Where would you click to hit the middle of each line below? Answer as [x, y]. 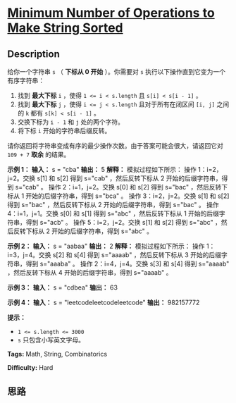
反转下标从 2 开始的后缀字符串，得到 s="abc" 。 [83, 231]
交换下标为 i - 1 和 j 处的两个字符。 [71, 122]
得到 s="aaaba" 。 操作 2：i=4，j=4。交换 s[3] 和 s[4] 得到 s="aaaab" [128, 263]
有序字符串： [26, 80]
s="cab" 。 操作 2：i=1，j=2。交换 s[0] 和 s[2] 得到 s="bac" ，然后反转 [118, 187]
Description [33, 54]
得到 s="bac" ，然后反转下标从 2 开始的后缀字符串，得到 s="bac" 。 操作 [113, 205]
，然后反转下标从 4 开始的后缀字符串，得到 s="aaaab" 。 [90, 272]
